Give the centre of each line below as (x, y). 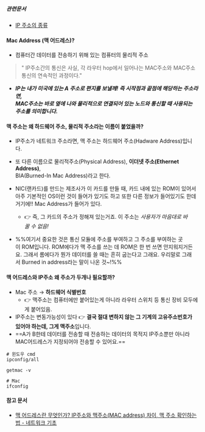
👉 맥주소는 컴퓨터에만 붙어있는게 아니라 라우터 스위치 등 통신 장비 (103, 299)
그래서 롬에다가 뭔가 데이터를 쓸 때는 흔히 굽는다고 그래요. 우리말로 (102, 255)
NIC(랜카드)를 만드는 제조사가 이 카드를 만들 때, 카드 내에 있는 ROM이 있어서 (106, 189)
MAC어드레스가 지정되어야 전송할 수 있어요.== (70, 341)
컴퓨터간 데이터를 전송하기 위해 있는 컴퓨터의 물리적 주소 (82, 55)
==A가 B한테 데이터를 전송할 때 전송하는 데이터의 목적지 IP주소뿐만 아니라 (102, 334)
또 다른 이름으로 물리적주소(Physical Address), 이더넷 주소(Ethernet (97, 161)
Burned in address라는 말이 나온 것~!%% (72, 262)
